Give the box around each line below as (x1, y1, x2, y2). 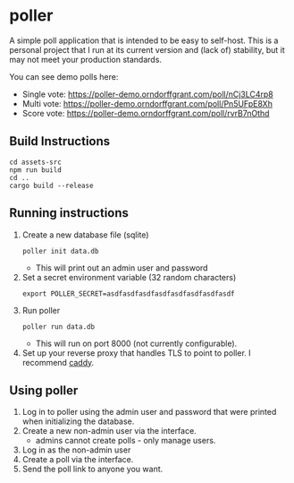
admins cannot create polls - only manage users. (35, 436, 216, 446)
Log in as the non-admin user (21, 444, 131, 455)
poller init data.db (21, 246, 99, 255)
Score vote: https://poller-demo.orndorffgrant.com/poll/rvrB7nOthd (21, 108, 270, 118)
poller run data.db (21, 322, 96, 332)
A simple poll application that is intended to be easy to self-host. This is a (9, 35, 279, 46)
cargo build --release (9, 181, 94, 190)
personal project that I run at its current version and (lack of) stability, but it (9, 44, 286, 55)
